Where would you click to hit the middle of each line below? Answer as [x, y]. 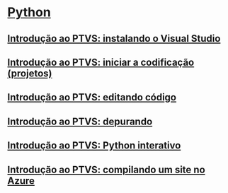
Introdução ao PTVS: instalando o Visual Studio [114, 39]
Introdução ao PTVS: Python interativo [94, 146]
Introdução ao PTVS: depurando [80, 121]
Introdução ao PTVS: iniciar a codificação [101, 62]
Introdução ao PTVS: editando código [92, 97]
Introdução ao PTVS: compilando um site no [106, 169]
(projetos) [30, 73]
